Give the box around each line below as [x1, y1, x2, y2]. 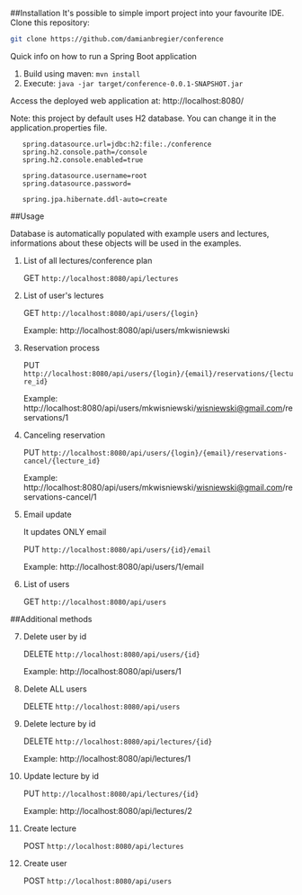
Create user [22, 857, 67, 868]
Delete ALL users [22, 683, 88, 694]
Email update [22, 509, 72, 520]
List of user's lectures [22, 290, 104, 301]
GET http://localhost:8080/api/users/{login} [22, 307, 199, 318]
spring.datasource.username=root [22, 171, 147, 180]
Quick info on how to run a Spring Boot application [10, 50, 197, 61]
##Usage [10, 211, 45, 221]
